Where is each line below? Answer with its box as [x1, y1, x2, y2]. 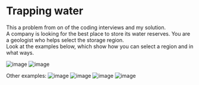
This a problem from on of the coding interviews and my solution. [6, 24, 166, 31]
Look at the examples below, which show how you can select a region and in [6, 43, 194, 50]
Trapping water [6, 4, 84, 18]
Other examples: [6, 72, 47, 79]
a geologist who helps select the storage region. [6, 36, 124, 43]
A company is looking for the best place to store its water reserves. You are [6, 30, 191, 37]
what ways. [6, 49, 34, 56]
